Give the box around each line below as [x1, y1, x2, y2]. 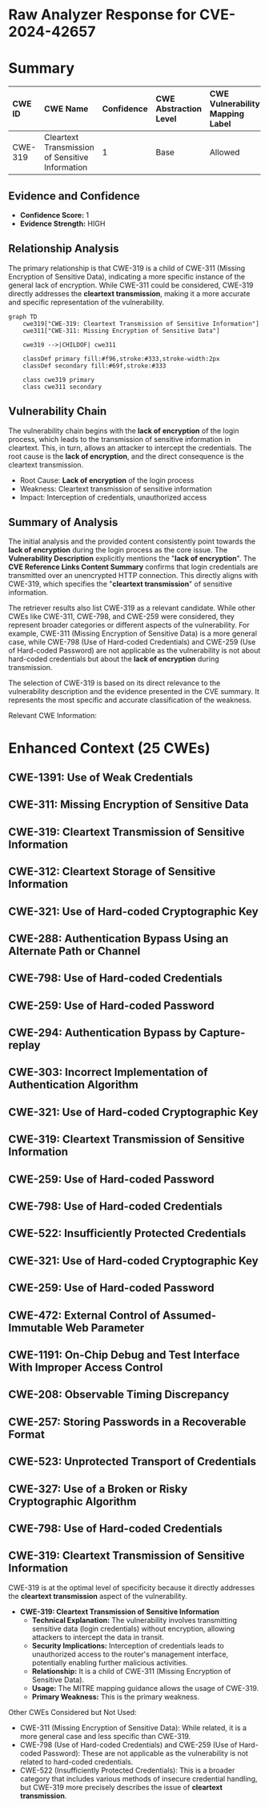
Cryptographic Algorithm [8, 1495, 137, 1508]
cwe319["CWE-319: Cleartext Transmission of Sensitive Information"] [22, 319, 260, 327]
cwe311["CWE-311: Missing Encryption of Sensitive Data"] [22, 327, 220, 335]
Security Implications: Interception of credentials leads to [31, 1640, 224, 1650]
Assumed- [163, 1308, 217, 1322]
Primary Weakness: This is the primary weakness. [31, 1692, 200, 1701]
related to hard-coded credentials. [19, 1757, 134, 1766]
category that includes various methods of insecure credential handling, [19, 1773, 258, 1783]
